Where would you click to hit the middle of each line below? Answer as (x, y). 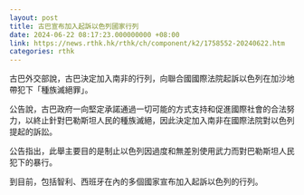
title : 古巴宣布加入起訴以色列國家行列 (74, 26)
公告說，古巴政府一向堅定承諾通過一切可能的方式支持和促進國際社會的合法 (148, 109)
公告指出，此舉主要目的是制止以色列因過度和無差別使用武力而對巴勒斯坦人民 (152, 151)
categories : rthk (42, 52)
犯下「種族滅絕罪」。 (55, 90)
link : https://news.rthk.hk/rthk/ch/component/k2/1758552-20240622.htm (147, 43)
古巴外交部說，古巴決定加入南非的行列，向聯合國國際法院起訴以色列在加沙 (148, 79)
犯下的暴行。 (33, 162)
